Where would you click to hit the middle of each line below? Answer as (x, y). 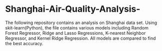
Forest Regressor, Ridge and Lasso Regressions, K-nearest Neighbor (76, 33)
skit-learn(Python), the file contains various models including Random (77, 27)
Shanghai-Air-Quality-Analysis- (73, 9)
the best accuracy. (24, 43)
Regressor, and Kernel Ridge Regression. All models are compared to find (81, 38)
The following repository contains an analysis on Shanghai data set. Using (81, 23)
